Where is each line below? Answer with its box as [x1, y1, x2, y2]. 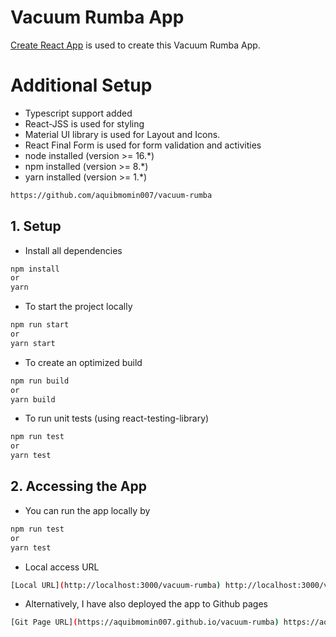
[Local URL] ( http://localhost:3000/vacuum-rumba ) [10, 580, 222, 590]
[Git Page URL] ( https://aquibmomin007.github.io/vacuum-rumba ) [10, 617, 280, 628]
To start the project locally [24, 301, 133, 313]
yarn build [10, 394, 56, 405]
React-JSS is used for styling [24, 117, 145, 130]
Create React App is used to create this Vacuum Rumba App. [10, 39, 261, 51]
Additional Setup [10, 74, 153, 97]
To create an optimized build [24, 356, 143, 368]
